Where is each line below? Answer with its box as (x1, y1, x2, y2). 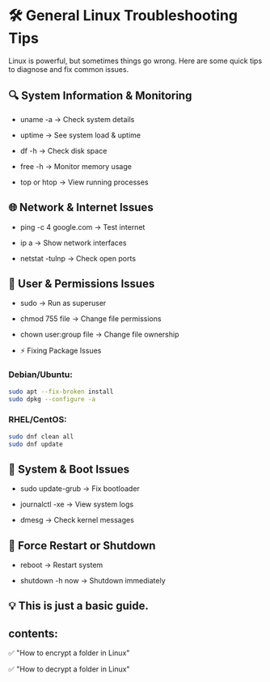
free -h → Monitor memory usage (19, 161, 132, 171)
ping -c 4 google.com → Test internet (19, 222, 146, 231)
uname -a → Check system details (19, 114, 135, 124)
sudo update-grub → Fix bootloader (19, 484, 140, 493)
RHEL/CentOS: (8, 414, 67, 426)
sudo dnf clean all (8, 432, 74, 441)
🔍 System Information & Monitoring (8, 89, 192, 103)
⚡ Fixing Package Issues (19, 345, 102, 356)
